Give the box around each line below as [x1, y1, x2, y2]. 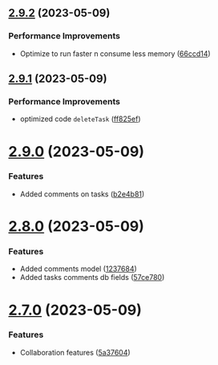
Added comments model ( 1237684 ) [19, 264, 138, 274]
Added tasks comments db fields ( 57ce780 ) [19, 273, 165, 282]
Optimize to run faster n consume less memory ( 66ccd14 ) [19, 48, 211, 59]
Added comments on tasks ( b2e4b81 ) [19, 189, 145, 199]
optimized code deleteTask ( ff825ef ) [19, 114, 142, 124]
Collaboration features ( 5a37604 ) [19, 347, 131, 357]
